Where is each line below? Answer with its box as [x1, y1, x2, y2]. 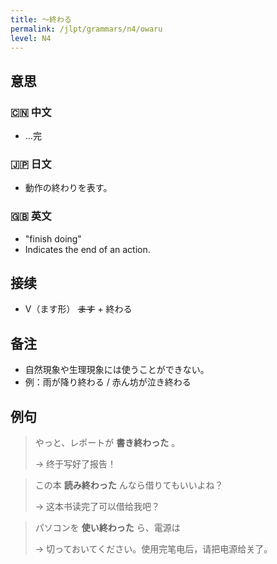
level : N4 [10, 33, 52, 43]
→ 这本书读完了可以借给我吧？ [34, 501, 161, 513]
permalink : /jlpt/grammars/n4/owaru [10, 24, 163, 34]
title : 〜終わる [10, 14, 72, 25]
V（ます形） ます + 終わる [24, 303, 133, 315]
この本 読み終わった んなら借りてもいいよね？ [34, 479, 224, 491]
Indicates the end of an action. [24, 243, 151, 255]
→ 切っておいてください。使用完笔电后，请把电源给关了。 [34, 543, 273, 555]
